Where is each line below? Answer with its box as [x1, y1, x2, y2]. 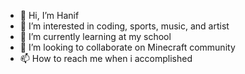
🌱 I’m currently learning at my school [19, 31, 172, 42]
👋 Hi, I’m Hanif [19, 10, 80, 21]
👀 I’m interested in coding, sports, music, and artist [19, 20, 230, 32]
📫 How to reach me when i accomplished [19, 53, 193, 64]
